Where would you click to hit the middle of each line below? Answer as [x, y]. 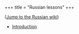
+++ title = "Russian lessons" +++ [39, 7]
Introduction [24, 26]
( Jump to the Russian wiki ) [32, 17]
